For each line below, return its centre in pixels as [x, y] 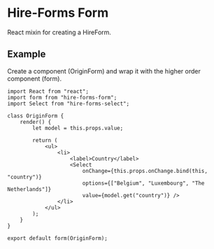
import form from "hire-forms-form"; [62, 97]
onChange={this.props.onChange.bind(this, [145, 171]
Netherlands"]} [29, 189]
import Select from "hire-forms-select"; [69, 104]
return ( [45, 140]
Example [27, 54]
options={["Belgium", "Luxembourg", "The [143, 183]
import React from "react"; [48, 91]
